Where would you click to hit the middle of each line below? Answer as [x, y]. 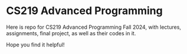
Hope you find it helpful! [35, 45]
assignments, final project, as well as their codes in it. [71, 33]
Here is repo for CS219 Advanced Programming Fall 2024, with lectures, [94, 27]
